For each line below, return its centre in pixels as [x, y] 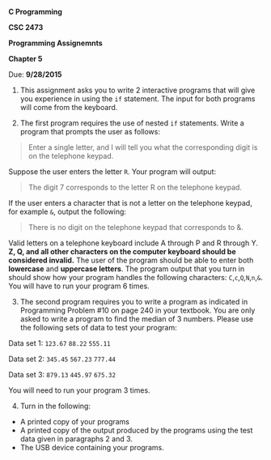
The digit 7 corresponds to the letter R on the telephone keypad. [135, 187]
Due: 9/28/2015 [35, 75]
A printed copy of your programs [75, 422]
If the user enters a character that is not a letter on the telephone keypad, [130, 203]
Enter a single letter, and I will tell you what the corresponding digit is [143, 147]
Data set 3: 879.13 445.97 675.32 [62, 375]
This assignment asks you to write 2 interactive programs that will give [138, 90]
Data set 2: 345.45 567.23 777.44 [62, 359]
